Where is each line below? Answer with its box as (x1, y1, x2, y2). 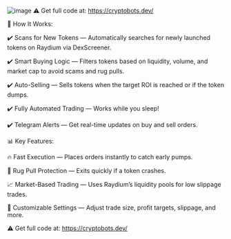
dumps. (7, 91, 29, 99)
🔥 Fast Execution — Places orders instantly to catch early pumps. (7, 153, 193, 161)
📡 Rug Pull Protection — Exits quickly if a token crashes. (7, 167, 167, 174)
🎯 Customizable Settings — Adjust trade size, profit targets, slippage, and (7, 203, 216, 212)
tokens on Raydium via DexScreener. (7, 43, 112, 52)
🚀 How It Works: (7, 20, 53, 27)
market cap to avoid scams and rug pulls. (7, 67, 125, 75)
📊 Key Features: (7, 137, 54, 145)
